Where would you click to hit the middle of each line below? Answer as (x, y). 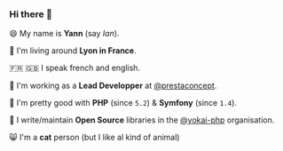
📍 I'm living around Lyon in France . (73, 51)
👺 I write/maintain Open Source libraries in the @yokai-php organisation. (142, 120)
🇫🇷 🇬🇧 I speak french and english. (75, 68)
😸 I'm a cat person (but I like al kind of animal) (94, 138)
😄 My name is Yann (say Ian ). (64, 34)
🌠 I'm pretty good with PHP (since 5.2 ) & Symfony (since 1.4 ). (123, 103)
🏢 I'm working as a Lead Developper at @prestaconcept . (113, 86)
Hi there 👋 (31, 14)
